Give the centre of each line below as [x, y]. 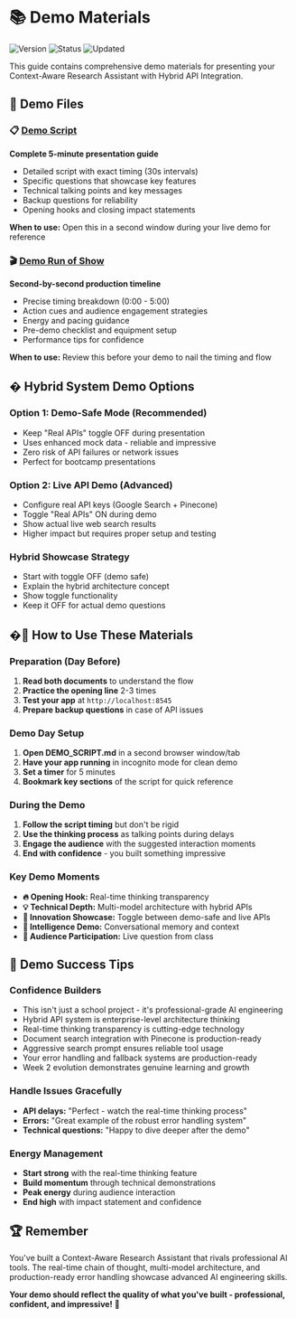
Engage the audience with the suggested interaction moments [139, 844]
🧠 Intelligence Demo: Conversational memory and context [131, 927]
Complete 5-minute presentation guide [84, 154]
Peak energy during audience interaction [99, 1192]
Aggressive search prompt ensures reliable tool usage [123, 1049]
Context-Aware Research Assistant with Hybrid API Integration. [126, 75]
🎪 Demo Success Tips [72, 965]
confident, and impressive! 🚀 [65, 1304]
